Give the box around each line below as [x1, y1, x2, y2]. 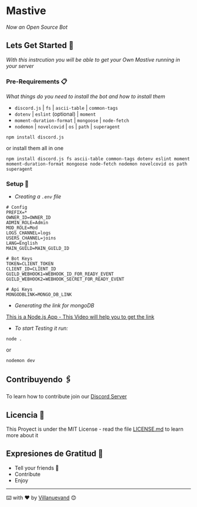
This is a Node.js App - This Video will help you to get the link [6, 313, 155, 320]
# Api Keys [6, 286, 33, 293]
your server [6, 62, 34, 69]
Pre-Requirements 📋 [6, 77, 67, 86]
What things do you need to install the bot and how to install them [6, 93, 165, 100]
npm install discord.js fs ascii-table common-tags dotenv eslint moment [6, 156, 191, 162]
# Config [6, 204, 28, 211]
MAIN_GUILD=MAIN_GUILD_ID [6, 245, 69, 252]
